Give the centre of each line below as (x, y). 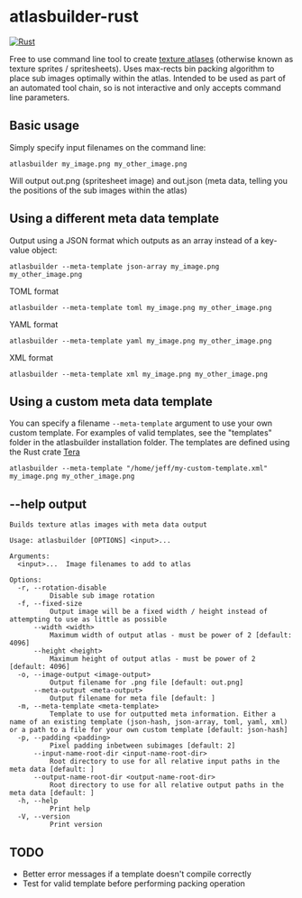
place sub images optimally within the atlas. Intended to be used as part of (148, 78)
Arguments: (30, 556)
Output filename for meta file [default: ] (133, 699)
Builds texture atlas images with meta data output (108, 525)
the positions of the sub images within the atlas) (98, 190)
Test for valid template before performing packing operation (134, 884)
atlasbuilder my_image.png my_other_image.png (98, 164)
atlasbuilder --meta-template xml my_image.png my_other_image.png (139, 374)
